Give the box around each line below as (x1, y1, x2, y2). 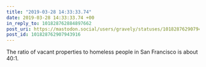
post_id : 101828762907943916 (6, 32, 81, 38)
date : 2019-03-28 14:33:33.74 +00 (6, 15, 95, 21)
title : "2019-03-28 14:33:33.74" (6, 9, 92, 15)
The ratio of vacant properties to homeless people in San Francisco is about (6, 48, 198, 55)
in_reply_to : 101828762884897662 (6, 20, 92, 26)
